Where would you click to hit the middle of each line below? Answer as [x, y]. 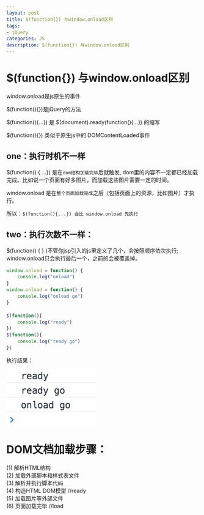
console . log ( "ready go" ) [49, 342]
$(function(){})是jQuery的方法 [44, 109]
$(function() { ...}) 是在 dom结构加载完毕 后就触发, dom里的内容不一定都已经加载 [102, 172]
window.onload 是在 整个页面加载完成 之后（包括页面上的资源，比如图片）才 [98, 193]
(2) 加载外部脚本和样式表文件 [43, 475]
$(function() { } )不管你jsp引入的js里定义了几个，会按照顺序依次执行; [92, 250]
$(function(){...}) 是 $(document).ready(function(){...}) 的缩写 [83, 122]
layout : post [23, 13]
